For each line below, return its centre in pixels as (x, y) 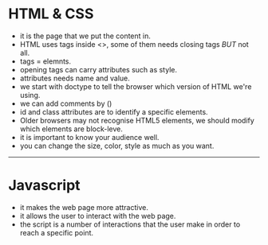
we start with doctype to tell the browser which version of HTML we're (136, 86)
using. (30, 95)
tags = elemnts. (45, 61)
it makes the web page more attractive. (84, 207)
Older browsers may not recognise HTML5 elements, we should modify (137, 120)
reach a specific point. (57, 232)
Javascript (45, 186)
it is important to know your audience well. (89, 137)
